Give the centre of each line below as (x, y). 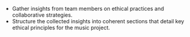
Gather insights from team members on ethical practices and (88, 9)
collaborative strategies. (42, 15)
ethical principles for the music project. (61, 27)
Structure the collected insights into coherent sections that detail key (98, 21)
